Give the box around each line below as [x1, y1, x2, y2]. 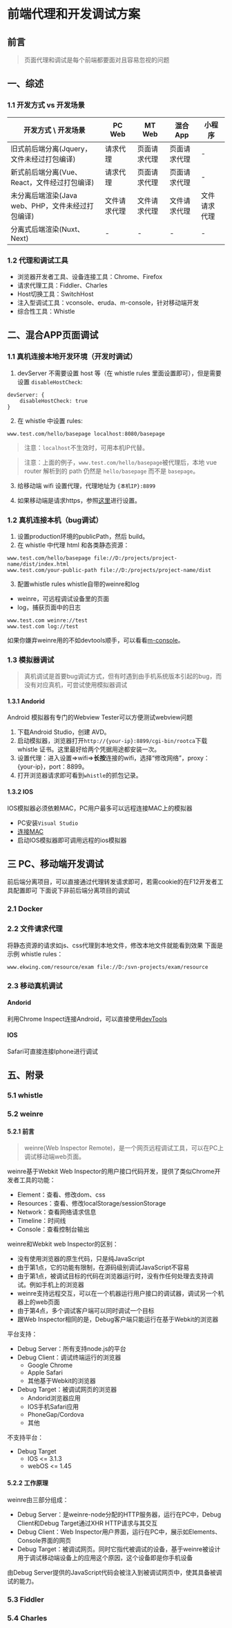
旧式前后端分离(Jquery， [10, 143, 92, 153]
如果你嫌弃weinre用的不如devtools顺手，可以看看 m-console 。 [7, 636, 184, 644]
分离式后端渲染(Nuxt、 [10, 224, 85, 234]
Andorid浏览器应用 [27, 1394, 81, 1402]
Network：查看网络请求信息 [17, 1208, 97, 1216]
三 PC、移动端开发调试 [7, 858, 104, 870]
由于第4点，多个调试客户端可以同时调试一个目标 [17, 1307, 155, 1315]
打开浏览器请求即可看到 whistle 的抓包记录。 [17, 771, 142, 780]
